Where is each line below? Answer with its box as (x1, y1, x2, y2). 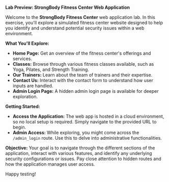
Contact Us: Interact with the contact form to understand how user (12, 77, 154, 83)
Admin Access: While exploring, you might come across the (12, 129, 139, 136)
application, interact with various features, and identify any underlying (5, 150, 152, 156)
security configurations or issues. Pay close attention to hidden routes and (5, 155, 161, 162)
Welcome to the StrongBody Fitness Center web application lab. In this (5, 14, 155, 20)
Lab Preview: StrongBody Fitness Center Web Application (5, 5, 130, 10)
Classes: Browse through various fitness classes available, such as (12, 61, 154, 67)
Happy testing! (5, 171, 36, 177)
